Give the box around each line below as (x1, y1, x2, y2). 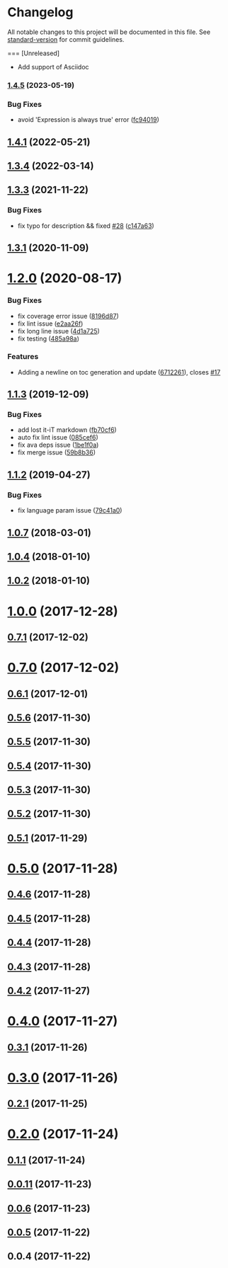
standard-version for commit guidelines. (7, 35, 125, 43)
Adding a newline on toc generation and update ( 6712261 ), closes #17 (17, 367, 221, 376)
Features (7, 352, 39, 362)
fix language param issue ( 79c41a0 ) (17, 506, 122, 515)
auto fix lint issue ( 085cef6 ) (17, 433, 99, 442)
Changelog (7, 4, 74, 21)
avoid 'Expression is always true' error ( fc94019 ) (17, 115, 159, 124)
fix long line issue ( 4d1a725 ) (17, 326, 101, 335)
